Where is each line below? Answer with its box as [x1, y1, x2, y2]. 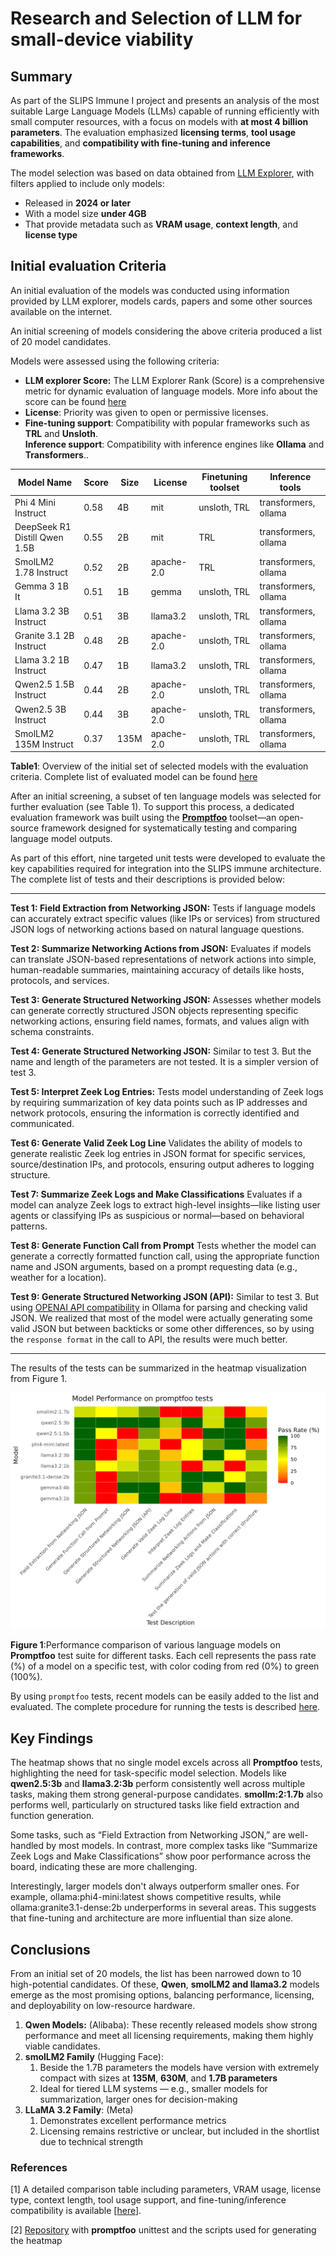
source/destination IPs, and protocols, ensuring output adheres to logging [10, 1158, 315, 1171]
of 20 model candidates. [10, 335, 112, 347]
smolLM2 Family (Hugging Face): [24, 2050, 164, 2062]
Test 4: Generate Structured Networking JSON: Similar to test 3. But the [10, 1045, 312, 1057]
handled [10, 1840, 45, 1852]
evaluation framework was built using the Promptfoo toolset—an [10, 812, 277, 824]
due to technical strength [39, 2135, 144, 2147]
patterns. [10, 1220, 48, 1232]
